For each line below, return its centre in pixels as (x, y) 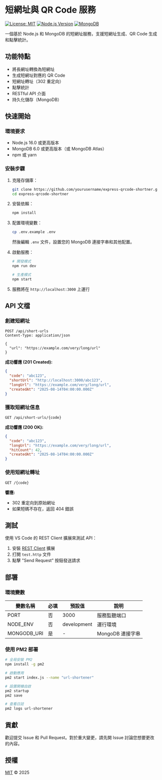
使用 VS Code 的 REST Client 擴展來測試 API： (51, 538)
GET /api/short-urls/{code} (33, 417)
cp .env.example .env (34, 232)
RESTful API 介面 (29, 93)
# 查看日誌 (15, 704)
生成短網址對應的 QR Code (38, 75)
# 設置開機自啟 (18, 686)
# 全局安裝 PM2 (19, 660)
